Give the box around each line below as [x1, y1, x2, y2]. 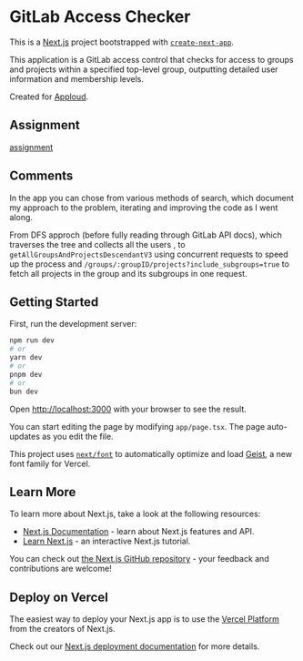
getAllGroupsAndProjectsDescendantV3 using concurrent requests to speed [9, 249, 288, 259]
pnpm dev [9, 370, 43, 379]
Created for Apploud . [9, 91, 89, 102]
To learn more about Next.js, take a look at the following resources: [9, 508, 261, 520]
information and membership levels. [9, 73, 144, 84]
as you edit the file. [42, 431, 114, 442]
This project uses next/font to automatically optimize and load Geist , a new [9, 448, 293, 459]
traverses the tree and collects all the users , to [9, 239, 186, 249]
